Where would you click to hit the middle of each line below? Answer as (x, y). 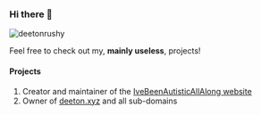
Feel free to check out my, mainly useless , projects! (105, 51)
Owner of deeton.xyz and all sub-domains (100, 101)
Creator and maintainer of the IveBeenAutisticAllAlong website (137, 91)
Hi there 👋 (31, 14)
